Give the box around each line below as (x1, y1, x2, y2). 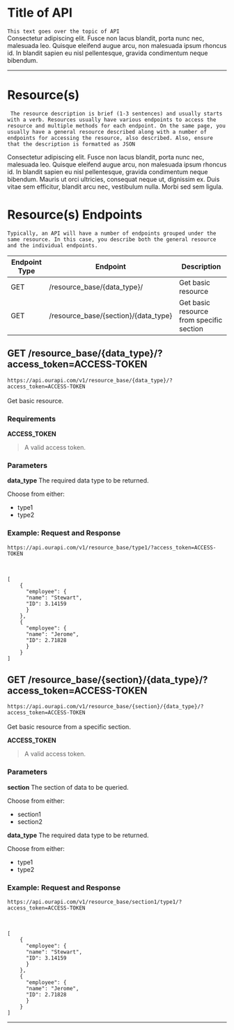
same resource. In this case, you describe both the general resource (7, 235, 217, 243)
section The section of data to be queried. (7, 783, 129, 791)
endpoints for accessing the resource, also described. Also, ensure (7, 134, 214, 141)
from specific (178, 315, 223, 325)
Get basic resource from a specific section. (7, 723, 131, 731)
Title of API (7, 5, 73, 21)
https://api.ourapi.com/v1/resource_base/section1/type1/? (7, 898, 182, 905)
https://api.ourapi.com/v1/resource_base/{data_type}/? (7, 377, 173, 384)
